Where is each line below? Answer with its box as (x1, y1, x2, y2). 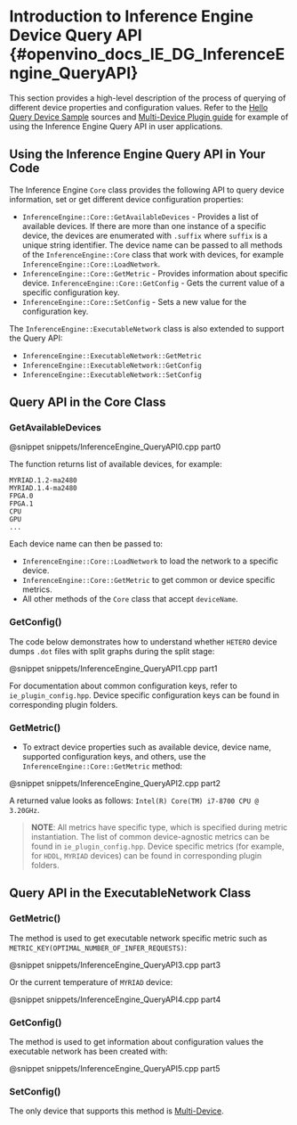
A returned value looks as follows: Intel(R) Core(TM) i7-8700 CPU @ (9, 795, 260, 806)
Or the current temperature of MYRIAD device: (9, 976, 173, 987)
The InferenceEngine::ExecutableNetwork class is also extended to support (9, 323, 285, 333)
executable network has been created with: (9, 1046, 168, 1057)
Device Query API (9, 25, 142, 45)
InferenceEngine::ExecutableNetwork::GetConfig (21, 361, 202, 370)
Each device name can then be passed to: (9, 538, 163, 549)
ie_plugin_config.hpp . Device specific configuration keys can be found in (9, 689, 280, 701)
